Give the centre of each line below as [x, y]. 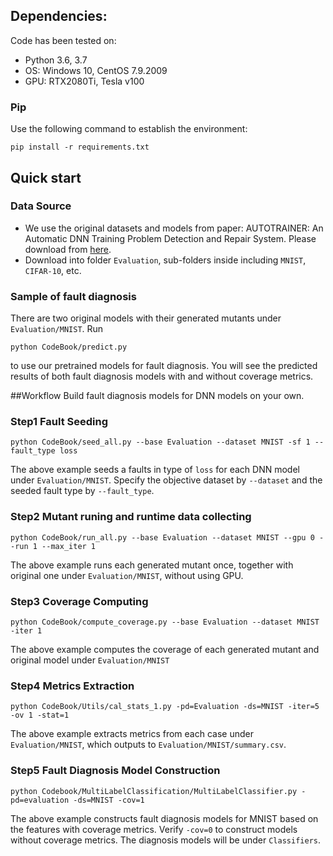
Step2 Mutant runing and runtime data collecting [131, 517]
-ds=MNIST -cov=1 [109, 800]
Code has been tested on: [63, 40]
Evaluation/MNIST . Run [57, 329]
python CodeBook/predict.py [69, 347]
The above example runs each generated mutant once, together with [152, 565]
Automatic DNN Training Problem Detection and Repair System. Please [170, 238]
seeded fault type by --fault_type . [82, 491]
